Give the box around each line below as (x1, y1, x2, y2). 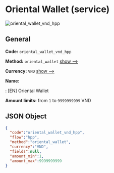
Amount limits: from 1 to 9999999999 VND (5, 97, 91, 103)
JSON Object (5, 112, 47, 121)
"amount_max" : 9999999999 (10, 158, 62, 163)
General (5, 35, 31, 44)
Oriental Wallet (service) (5, 4, 110, 15)
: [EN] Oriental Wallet (5, 88, 49, 94)
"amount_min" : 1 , (10, 153, 44, 159)
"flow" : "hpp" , (10, 135, 39, 140)
